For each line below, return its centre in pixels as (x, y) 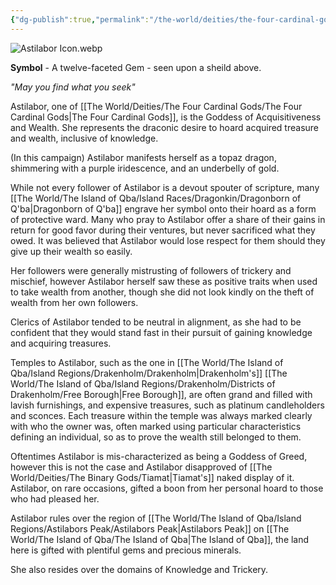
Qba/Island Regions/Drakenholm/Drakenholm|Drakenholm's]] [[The (149, 373)
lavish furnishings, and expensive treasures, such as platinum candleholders (167, 405)
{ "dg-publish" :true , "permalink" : (80, 19)
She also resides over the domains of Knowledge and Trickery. (139, 569)
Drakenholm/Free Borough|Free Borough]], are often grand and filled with (161, 394)
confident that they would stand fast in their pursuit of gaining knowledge (161, 332)
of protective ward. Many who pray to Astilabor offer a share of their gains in (168, 219)
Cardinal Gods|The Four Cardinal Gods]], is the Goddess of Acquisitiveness (166, 117)
